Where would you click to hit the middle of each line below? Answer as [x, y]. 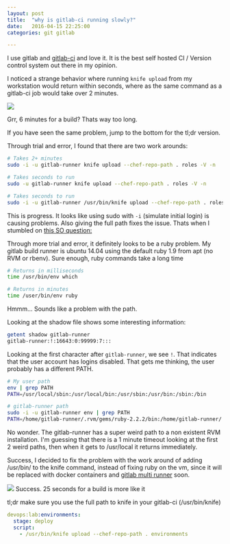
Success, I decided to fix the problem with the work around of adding [105, 460]
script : [24, 528]
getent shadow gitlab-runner [49, 335]
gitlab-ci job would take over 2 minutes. [63, 93]
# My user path [29, 381]
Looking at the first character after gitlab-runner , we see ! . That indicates [112, 354]
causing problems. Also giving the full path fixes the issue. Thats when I [108, 223]
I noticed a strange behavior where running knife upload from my [100, 79]
